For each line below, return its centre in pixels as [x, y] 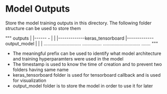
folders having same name [41, 70]
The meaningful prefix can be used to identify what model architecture [87, 53]
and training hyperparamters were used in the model [68, 58]
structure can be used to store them [43, 28]
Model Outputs [38, 9]
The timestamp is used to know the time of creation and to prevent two [87, 64]
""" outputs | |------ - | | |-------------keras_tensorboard [65, 38]
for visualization [29, 80]
